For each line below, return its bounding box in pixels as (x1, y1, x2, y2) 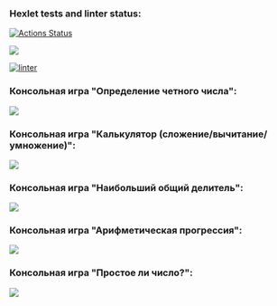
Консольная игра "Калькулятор (9, 128, 158, 140)
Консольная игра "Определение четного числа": (9, 85, 237, 98)
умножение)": (9, 139, 77, 151)
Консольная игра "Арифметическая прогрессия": (9, 225, 243, 237)
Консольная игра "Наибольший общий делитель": (9, 181, 244, 194)
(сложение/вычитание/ (159, 128, 268, 140)
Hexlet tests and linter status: (9, 7, 142, 20)
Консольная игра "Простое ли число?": (9, 266, 193, 279)
